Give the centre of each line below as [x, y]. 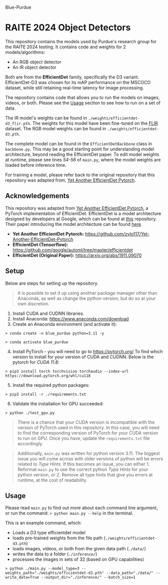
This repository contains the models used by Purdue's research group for [81, 41]
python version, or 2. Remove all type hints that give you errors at [85, 474]
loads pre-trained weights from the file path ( [59, 538]
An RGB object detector [37, 62]
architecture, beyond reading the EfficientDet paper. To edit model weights [82, 154]
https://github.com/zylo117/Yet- [117, 234]
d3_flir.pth [18, 123]
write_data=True [22, 577]
